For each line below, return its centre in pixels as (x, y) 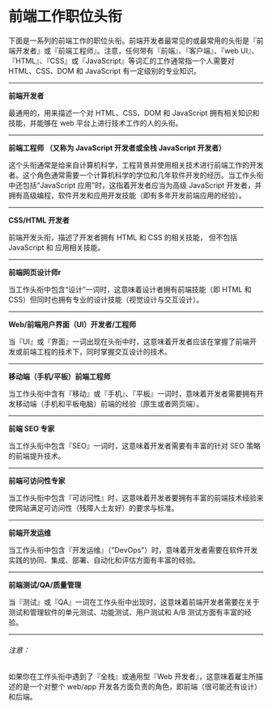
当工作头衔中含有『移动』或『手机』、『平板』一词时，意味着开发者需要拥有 (132, 393)
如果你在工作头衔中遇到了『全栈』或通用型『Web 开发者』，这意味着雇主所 (132, 677)
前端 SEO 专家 (32, 428)
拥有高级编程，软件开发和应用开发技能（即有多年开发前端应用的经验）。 (127, 195)
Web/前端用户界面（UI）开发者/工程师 (72, 324)
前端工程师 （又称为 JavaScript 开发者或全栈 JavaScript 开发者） (117, 147)
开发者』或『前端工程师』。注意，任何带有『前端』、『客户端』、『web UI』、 (137, 50)
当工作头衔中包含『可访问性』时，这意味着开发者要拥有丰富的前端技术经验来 (136, 498)
